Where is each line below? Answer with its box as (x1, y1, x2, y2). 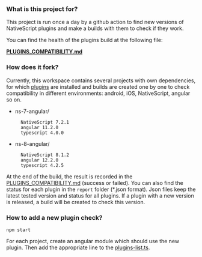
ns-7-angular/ (14, 107, 50, 115)
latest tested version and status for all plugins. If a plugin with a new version (6, 192, 194, 199)
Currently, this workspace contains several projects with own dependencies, (6, 77, 196, 84)
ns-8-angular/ (14, 140, 50, 147)
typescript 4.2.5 (20, 162, 64, 168)
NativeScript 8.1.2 (20, 152, 69, 158)
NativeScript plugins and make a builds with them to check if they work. (6, 25, 184, 32)
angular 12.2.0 (20, 157, 59, 163)
